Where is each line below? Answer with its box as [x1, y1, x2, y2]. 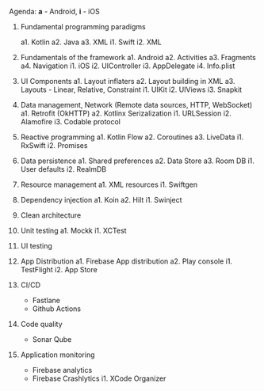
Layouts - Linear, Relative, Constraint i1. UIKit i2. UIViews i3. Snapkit [20, 85, 243, 94]
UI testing [20, 241, 52, 250]
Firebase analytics [32, 366, 93, 374]
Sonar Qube [32, 335, 72, 344]
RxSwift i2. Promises [20, 141, 88, 150]
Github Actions [32, 304, 82, 313]
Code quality [20, 320, 63, 328]
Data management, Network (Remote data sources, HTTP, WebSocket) [20, 101, 253, 109]
